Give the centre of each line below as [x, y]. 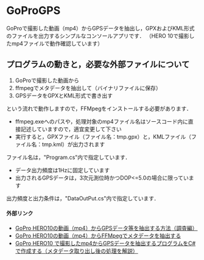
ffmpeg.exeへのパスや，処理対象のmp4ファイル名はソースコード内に [102, 121]
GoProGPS [33, 11]
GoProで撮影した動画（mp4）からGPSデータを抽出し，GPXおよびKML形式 [100, 28]
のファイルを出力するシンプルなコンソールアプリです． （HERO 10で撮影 [98, 36]
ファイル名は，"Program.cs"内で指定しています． [69, 157]
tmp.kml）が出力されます [73, 144]
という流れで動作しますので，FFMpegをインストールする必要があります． [99, 108]
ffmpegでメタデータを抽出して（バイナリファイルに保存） [88, 88]
